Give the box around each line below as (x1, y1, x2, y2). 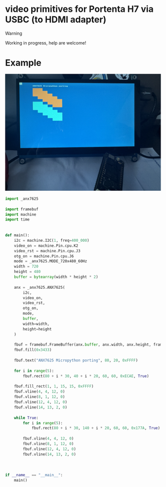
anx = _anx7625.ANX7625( (14, 285, 65, 290)
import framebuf (5, 207, 39, 212)
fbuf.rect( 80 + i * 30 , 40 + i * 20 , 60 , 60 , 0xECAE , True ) (23, 373, 149, 379)
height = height (23, 326, 52, 332)
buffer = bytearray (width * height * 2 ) (14, 274, 98, 279)
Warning (5, 30, 22, 36)
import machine (5, 212, 37, 217)
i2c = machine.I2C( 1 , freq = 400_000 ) (14, 238, 90, 243)
